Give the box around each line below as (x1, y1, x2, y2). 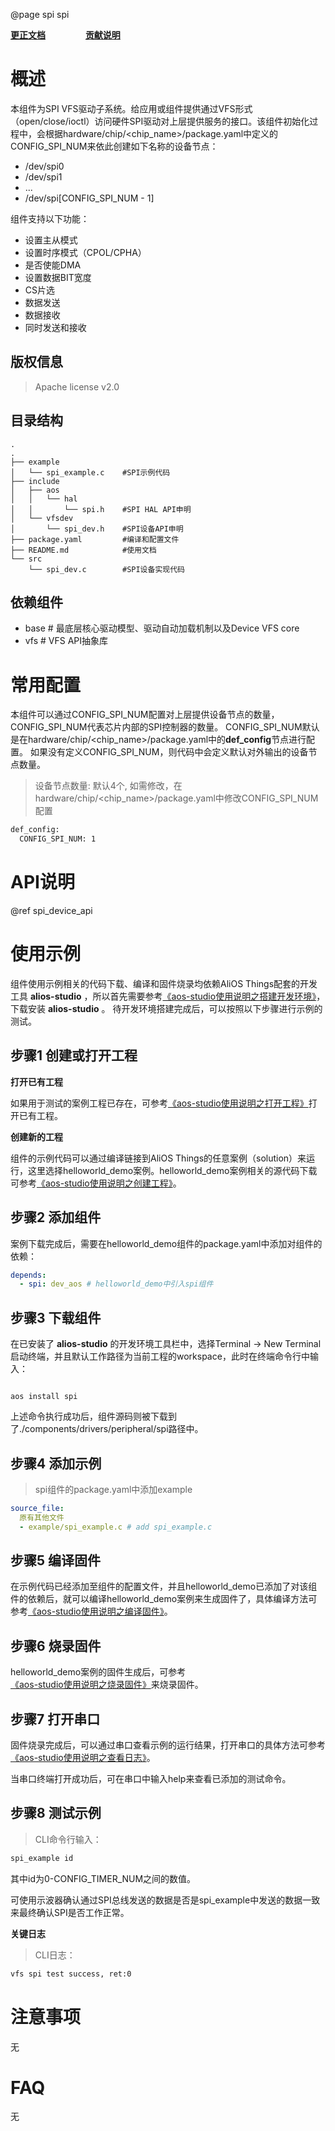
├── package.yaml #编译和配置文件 (10, 534, 180, 544)
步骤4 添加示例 (10, 1455, 102, 1472)
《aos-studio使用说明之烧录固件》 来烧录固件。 (10, 1679, 204, 1691)
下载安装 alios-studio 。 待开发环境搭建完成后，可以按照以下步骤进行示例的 (10, 1002, 323, 1014)
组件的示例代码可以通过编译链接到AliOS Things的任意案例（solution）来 (10, 1152, 307, 1164)
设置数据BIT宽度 (24, 271, 92, 283)
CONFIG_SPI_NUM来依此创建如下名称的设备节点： (10, 140, 219, 152)
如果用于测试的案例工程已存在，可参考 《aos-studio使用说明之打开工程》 (10, 1097, 309, 1109)
